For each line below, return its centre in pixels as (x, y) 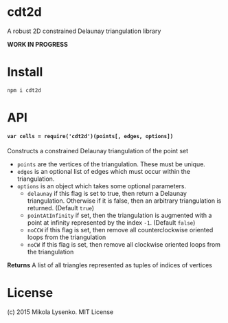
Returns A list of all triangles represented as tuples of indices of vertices (110, 265)
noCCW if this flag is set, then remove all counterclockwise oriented (120, 230)
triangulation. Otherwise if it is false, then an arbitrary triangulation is (124, 201)
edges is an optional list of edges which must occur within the (104, 172)
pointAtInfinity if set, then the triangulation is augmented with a (119, 215)
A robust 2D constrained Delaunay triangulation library (84, 31)
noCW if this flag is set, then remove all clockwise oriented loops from (124, 245)
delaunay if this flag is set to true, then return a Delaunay (107, 194)
